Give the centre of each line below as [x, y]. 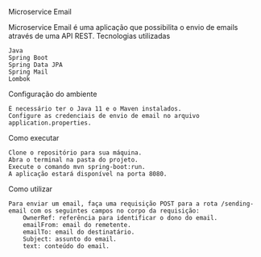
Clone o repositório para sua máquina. [75, 153]
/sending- [237, 204]
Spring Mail [28, 72]
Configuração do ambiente [53, 94]
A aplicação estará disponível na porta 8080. [88, 174]
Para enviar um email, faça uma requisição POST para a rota [113, 204]
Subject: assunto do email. [70, 239]
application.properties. [50, 123]
